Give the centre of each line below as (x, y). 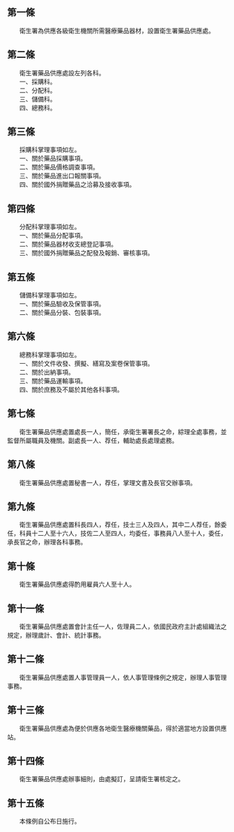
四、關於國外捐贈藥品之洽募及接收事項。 (77, 185)
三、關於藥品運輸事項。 (53, 380)
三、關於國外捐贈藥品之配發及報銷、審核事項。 (86, 253)
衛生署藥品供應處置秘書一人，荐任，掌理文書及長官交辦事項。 (108, 482)
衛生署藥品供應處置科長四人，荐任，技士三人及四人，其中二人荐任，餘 (120, 525)
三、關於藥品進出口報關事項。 (62, 176)
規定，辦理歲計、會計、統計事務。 (56, 635)
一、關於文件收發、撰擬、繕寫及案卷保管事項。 (86, 363)
